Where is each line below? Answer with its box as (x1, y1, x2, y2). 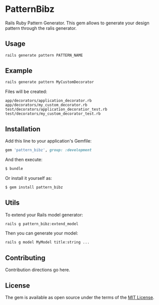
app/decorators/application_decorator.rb (5, 98, 92, 103)
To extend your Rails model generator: (5, 212, 83, 218)
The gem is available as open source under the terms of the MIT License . (5, 294, 155, 300)
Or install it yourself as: (5, 175, 52, 181)
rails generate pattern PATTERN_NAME (5, 53, 83, 58)
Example (5, 67, 33, 75)
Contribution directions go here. (5, 267, 70, 273)
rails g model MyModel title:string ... (5, 240, 90, 245)
